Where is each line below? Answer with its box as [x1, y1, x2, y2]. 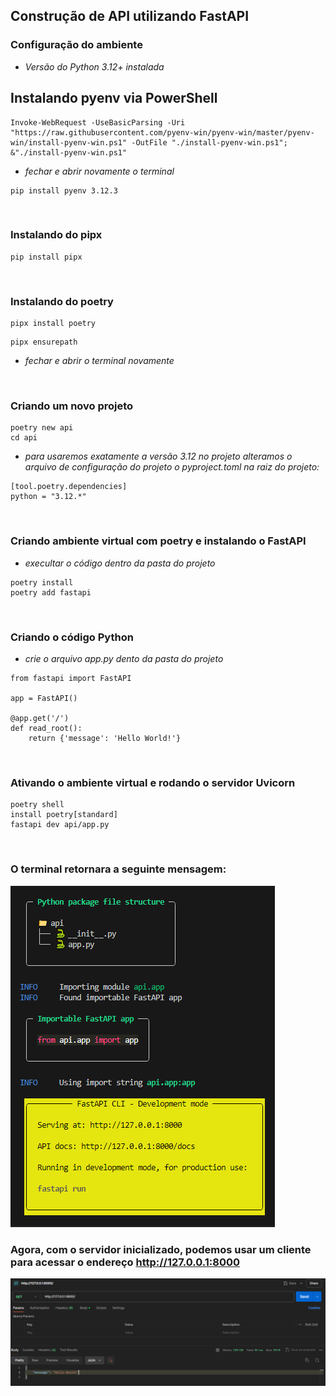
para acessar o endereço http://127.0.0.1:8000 [10, 1255, 241, 1269]
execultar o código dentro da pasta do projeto [24, 557, 216, 569]
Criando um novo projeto [10, 399, 134, 413]
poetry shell [10, 800, 65, 810]
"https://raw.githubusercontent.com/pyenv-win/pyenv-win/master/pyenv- [10, 127, 315, 138]
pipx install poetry [10, 319, 97, 329]
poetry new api [10, 423, 74, 433]
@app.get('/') [10, 713, 70, 723]
